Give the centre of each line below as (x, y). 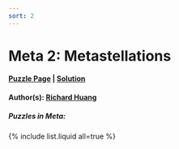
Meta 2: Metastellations (90, 55)
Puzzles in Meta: (37, 116)
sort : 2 (21, 16)
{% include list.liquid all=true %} (62, 136)
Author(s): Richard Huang (53, 97)
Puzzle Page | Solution (47, 79)
